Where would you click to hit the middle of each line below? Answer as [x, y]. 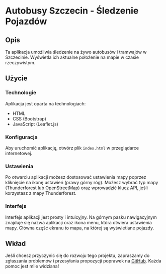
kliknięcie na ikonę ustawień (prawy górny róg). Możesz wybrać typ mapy [82, 183]
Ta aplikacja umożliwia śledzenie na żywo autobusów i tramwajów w [76, 52]
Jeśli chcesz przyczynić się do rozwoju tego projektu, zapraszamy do [77, 255]
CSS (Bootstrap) [29, 118]
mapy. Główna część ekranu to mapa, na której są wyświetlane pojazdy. [80, 228]
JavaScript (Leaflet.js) [35, 124]
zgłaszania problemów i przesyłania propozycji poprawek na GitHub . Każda [84, 261]
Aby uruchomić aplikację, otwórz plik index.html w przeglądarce [72, 148]
